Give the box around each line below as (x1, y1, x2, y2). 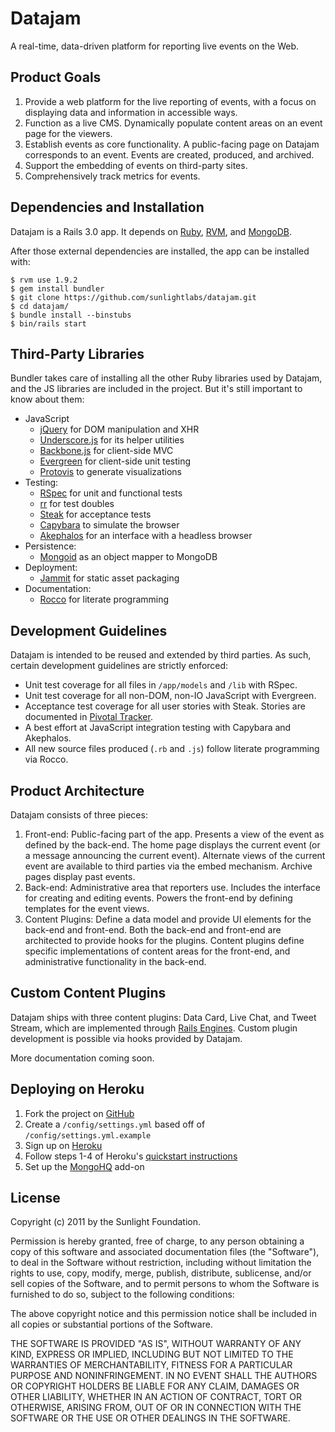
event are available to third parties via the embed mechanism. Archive (24, 860, 313, 872)
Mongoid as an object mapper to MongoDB (39, 551, 218, 563)
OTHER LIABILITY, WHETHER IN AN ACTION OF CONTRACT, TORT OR (10, 1391, 302, 1403)
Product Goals (10, 69, 102, 86)
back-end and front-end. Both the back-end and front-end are (24, 924, 282, 936)
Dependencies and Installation (10, 199, 205, 216)
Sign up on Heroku (24, 1139, 103, 1151)
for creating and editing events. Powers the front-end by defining (24, 892, 293, 904)
